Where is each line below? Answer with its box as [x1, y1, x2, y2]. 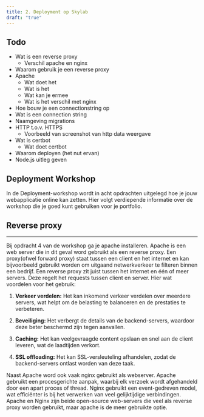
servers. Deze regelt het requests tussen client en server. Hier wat [6, 274, 172, 281]
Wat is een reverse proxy [15, 53, 78, 61]
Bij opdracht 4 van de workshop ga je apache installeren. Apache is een [6, 242, 186, 249]
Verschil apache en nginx [24, 59, 88, 67]
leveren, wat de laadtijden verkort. [15, 341, 101, 349]
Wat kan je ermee [24, 92, 69, 99]
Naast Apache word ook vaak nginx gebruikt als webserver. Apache [6, 371, 176, 379]
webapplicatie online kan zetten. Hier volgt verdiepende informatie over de [6, 196, 193, 204]
